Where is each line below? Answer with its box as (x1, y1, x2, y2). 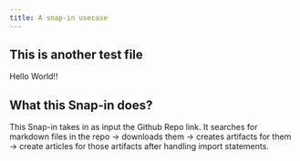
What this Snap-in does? (9, 97, 153, 113)
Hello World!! (9, 71, 58, 82)
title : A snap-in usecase (9, 13, 108, 23)
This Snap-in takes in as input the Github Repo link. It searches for (9, 122, 258, 133)
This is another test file (9, 47, 143, 63)
